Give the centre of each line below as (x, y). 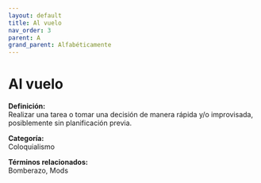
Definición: (27, 106)
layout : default (35, 15)
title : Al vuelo (35, 23)
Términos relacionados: (48, 162)
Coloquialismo (32, 147)
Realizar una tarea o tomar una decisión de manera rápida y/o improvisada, (131, 115)
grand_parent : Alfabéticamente (60, 45)
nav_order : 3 (30, 30)
